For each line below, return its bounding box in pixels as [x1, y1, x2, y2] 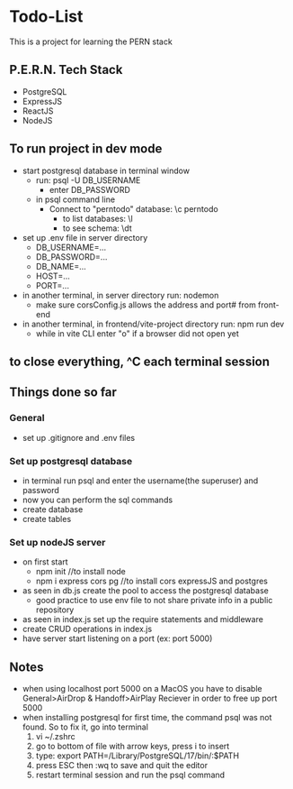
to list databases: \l [62, 213, 133, 224]
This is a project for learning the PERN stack [9, 36, 173, 47]
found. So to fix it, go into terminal [22, 721, 148, 732]
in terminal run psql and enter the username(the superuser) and [22, 475, 259, 486]
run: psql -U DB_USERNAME [35, 174, 141, 186]
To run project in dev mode [9, 142, 163, 157]
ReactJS [22, 106, 54, 116]
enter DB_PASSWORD [49, 184, 130, 195]
